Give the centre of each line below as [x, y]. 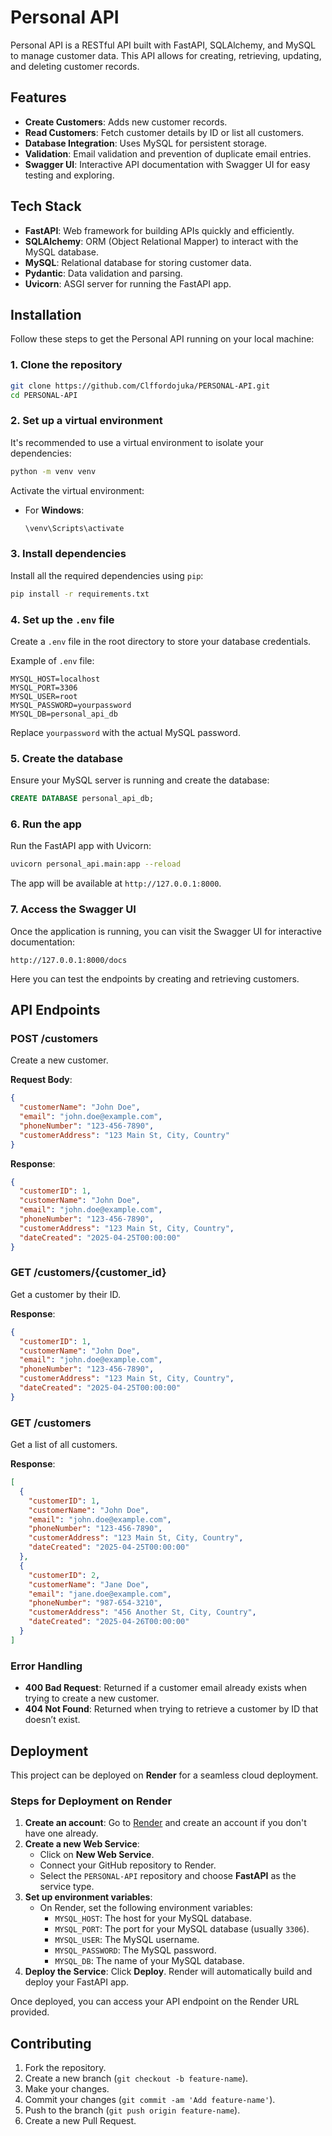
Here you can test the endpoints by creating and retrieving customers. [155, 978]
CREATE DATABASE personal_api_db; [82, 799]
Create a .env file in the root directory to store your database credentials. [161, 641]
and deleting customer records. [75, 66]
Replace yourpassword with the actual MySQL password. [125, 732]
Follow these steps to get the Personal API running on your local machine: [162, 339]
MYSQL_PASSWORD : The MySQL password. [135, 1950]
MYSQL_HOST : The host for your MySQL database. [153, 1918]
